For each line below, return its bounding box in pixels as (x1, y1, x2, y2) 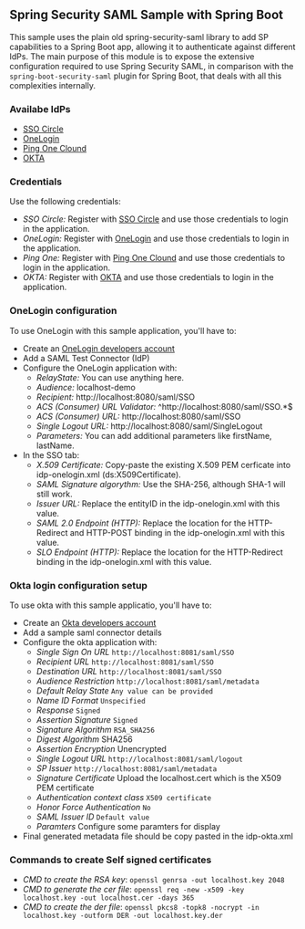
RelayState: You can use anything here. (36, 371, 185, 382)
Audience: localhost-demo (36, 381, 137, 392)
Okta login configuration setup (9, 579, 148, 591)
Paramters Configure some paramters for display (36, 821, 221, 831)
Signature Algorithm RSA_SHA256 (36, 725, 155, 735)
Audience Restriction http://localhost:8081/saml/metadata (36, 675, 259, 686)
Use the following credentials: (9, 196, 121, 207)
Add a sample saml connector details (22, 627, 162, 638)
